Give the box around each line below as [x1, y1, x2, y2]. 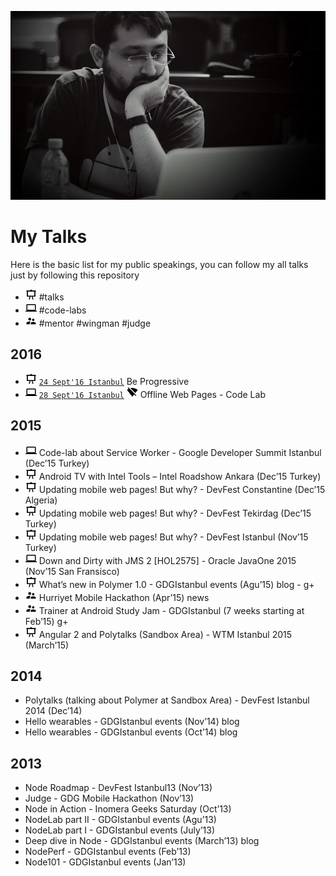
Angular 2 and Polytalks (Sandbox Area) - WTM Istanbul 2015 [38, 628, 293, 640]
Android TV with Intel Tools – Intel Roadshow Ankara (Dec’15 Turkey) [38, 470, 322, 482]
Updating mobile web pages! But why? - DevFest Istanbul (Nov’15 [38, 531, 309, 543]
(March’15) [24, 639, 70, 651]
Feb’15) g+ [24, 615, 69, 627]
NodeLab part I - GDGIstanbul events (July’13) [24, 824, 216, 836]
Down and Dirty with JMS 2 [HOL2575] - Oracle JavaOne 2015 [38, 554, 297, 566]
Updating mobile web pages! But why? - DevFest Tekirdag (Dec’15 [38, 507, 312, 519]
